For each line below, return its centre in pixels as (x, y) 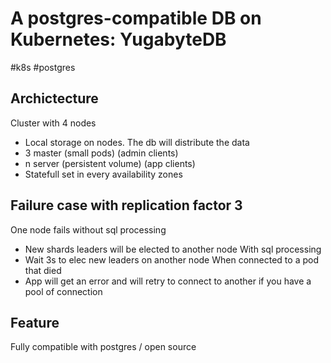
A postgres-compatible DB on (136, 18)
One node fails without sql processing (88, 229)
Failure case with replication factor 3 (126, 205)
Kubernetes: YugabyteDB (118, 39)
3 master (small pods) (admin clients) (101, 153)
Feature (35, 322)
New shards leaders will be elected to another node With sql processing (173, 249)
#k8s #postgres (43, 67)
